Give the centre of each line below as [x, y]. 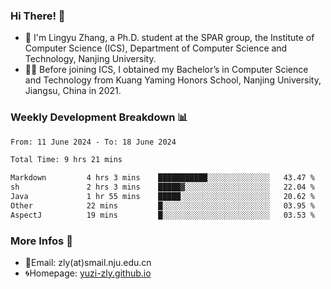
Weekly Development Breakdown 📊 [99, 117]
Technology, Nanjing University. [90, 59]
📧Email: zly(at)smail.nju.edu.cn [88, 263]
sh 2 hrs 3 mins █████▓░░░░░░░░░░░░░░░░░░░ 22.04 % [162, 187]
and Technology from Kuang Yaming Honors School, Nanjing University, [173, 80]
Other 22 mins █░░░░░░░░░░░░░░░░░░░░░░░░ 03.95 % [162, 205]
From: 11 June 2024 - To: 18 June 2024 [93, 142]
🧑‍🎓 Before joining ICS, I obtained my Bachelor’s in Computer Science [166, 70]
